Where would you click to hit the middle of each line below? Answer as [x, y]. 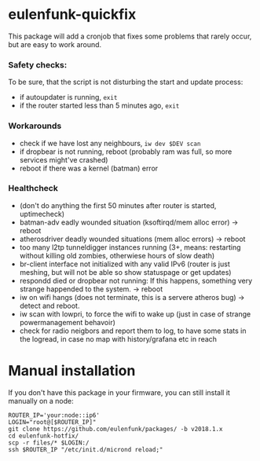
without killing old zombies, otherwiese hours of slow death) [117, 255]
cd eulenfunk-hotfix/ [44, 436]
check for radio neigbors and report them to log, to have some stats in [133, 331]
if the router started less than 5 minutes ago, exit [99, 106]
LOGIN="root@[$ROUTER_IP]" [52, 422]
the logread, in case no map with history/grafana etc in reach [118, 338]
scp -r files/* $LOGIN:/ [49, 443]
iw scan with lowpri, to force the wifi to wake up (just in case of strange [135, 314]
